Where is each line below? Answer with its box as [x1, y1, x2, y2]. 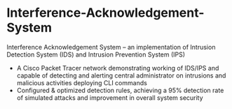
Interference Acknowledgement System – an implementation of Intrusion [6, 43, 216, 51]
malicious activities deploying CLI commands [16, 78, 148, 87]
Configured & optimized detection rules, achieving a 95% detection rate [16, 86, 224, 94]
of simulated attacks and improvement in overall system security [16, 93, 204, 102]
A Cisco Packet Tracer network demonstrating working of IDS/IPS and [16, 64, 219, 72]
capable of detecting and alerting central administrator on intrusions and [16, 71, 226, 80]
